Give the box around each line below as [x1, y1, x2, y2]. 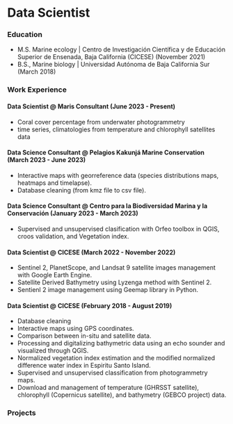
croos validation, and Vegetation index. [17, 232, 129, 240]
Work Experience [7, 85, 67, 95]
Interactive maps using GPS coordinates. [17, 325, 134, 333]
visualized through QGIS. [17, 346, 89, 355]
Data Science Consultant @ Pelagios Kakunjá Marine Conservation [7, 148, 205, 157]
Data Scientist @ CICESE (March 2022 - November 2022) [7, 248, 176, 256]
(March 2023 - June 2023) [7, 156, 86, 164]
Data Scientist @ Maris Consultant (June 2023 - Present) [7, 102, 176, 111]
